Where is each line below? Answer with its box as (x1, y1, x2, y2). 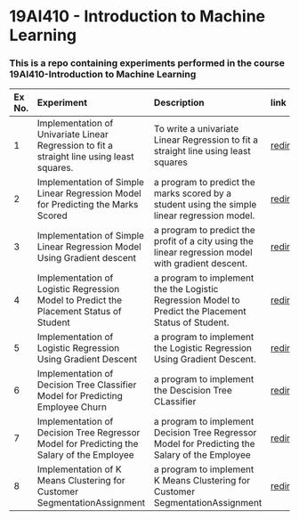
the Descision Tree (154, 385, 233, 397)
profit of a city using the (154, 235, 254, 248)
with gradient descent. (154, 257, 247, 270)
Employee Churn (36, 401, 107, 413)
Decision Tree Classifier (36, 378, 137, 391)
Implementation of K (36, 463, 122, 475)
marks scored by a (154, 187, 231, 199)
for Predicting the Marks (36, 199, 139, 211)
